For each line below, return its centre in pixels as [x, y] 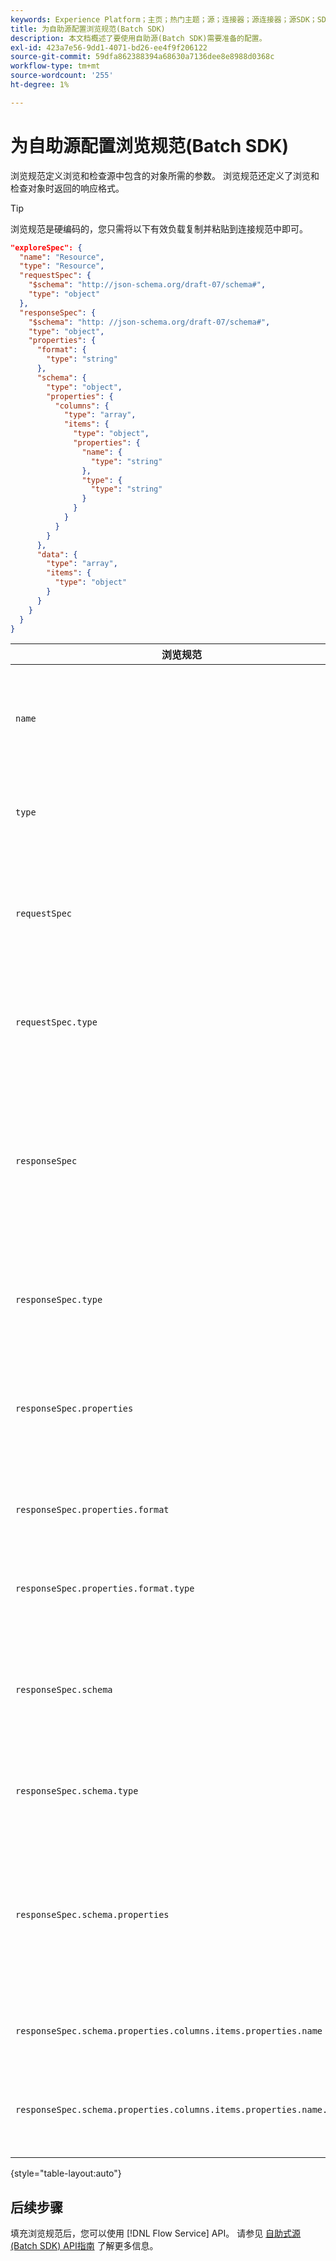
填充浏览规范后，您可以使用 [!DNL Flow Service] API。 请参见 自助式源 [156, 2233]
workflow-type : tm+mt [55, 66]
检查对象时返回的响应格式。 [67, 188]
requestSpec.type [56, 1022]
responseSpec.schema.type [77, 1791]
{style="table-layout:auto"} [66, 2173]
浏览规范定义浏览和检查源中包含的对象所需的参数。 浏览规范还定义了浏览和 [165, 175]
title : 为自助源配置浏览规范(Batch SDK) [88, 29]
